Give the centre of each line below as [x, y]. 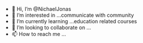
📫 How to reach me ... [39, 34]
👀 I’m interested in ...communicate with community [73, 15]
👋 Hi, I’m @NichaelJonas [41, 9]
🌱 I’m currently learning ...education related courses [74, 21]
